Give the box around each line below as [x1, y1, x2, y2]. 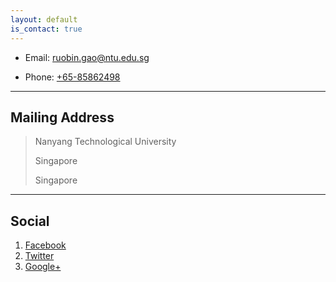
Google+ [24, 261, 62, 273]
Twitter [24, 250, 55, 262]
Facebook [24, 239, 67, 251]
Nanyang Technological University [34, 136, 177, 148]
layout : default [10, 14, 78, 25]
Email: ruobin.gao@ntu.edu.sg [24, 51, 150, 63]
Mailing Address [10, 109, 115, 126]
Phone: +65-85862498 [24, 71, 121, 83]
